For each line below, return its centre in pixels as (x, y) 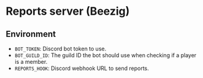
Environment (31, 34)
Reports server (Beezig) (68, 11)
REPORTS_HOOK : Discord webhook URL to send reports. (82, 68)
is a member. (31, 62)
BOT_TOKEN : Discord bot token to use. (60, 49)
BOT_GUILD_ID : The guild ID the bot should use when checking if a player (105, 55)
